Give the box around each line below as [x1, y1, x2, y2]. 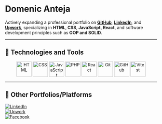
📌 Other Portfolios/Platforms [5, 91, 92, 99]
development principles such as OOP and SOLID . [5, 30, 103, 35]
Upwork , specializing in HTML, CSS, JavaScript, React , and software [5, 24, 143, 30]
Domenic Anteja [5, 3, 71, 15]
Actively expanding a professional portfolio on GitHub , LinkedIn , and [5, 19, 142, 25]
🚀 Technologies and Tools [5, 48, 84, 57]
